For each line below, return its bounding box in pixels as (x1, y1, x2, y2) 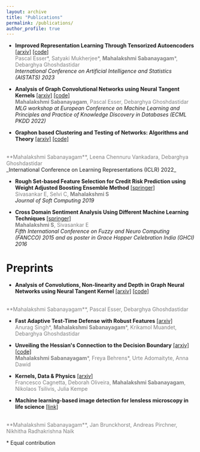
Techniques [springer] (14, 215, 71, 222)
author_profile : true (6, 25, 60, 32)
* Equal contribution (6, 439, 56, 447)
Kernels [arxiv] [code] (14, 92, 70, 99)
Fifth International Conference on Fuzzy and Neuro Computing (14, 228, 169, 235)
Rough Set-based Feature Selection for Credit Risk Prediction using (14, 178, 186, 185)
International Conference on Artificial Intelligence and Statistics (14, 67, 172, 75)
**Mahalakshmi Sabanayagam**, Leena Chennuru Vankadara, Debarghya (6, 154, 189, 161)
